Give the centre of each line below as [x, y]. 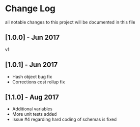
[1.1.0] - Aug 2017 [32, 97]
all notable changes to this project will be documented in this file [70, 22]
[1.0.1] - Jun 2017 [31, 65]
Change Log [30, 9]
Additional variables [32, 109]
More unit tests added [34, 114]
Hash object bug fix [32, 76]
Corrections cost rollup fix [39, 82]
